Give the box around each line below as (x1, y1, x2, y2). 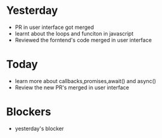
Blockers (6, 105, 52, 119)
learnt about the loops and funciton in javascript (14, 30, 134, 37)
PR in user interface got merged (14, 24, 94, 31)
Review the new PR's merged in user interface (14, 84, 130, 91)
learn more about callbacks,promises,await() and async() (14, 77, 157, 84)
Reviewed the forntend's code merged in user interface (14, 36, 152, 43)
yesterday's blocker (14, 125, 64, 132)
